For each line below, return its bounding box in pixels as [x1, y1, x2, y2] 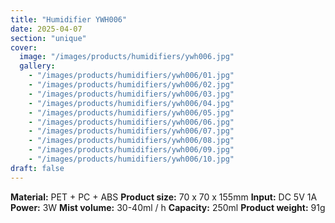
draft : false [10, 163, 65, 173]
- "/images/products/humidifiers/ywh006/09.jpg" [28, 145, 235, 155]
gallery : [19, 61, 56, 71]
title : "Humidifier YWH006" [10, 14, 128, 25]
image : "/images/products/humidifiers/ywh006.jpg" [19, 52, 235, 62]
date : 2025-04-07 [10, 24, 83, 34]
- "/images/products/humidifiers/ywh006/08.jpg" [28, 136, 235, 146]
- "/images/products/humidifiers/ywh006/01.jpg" [28, 71, 235, 81]
